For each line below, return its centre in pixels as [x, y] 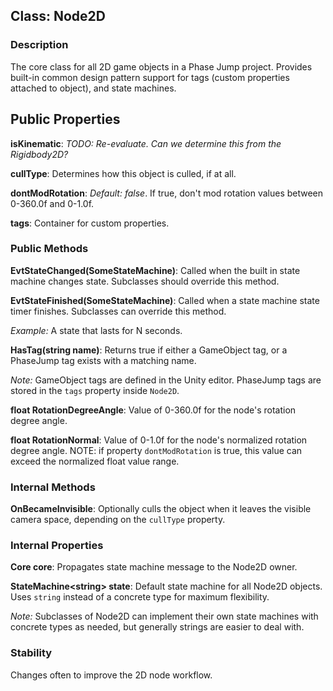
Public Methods [49, 249]
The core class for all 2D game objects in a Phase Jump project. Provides [161, 66]
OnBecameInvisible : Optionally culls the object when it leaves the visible [161, 509]
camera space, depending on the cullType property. [118, 520]
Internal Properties [57, 546]
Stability [31, 653]
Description [39, 45]
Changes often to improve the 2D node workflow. [111, 675]
